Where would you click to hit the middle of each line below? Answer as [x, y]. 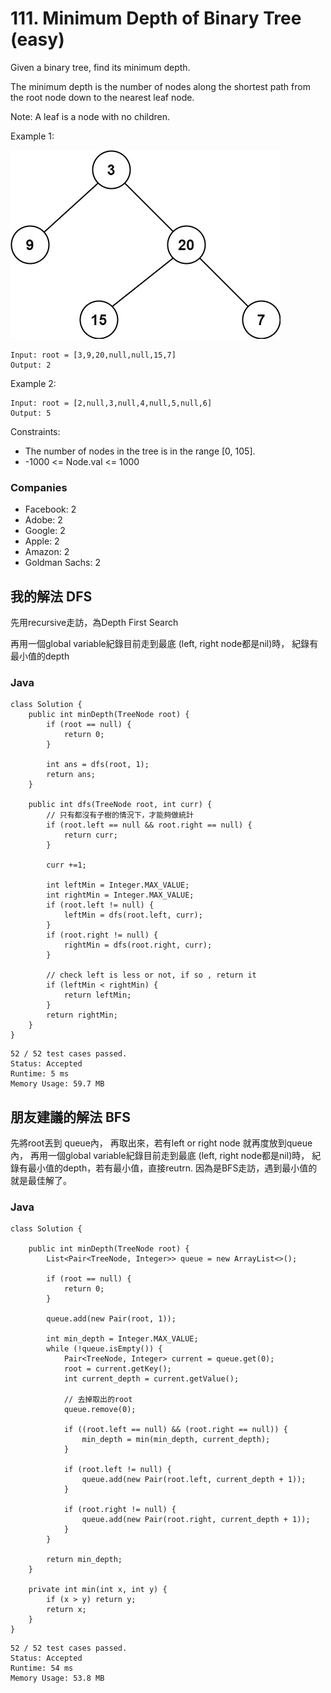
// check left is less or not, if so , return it [151, 975]
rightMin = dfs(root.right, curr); [138, 945]
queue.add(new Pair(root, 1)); [111, 1319]
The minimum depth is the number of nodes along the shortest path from [160, 86]
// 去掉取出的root [98, 1400]
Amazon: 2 [47, 552]
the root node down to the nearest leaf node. [102, 97]
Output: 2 [31, 365]
